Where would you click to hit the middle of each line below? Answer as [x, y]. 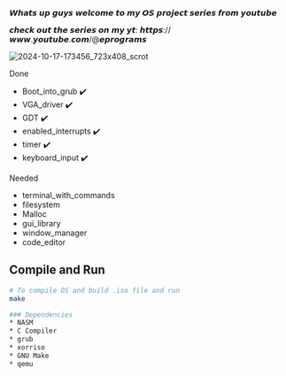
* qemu [21, 364]
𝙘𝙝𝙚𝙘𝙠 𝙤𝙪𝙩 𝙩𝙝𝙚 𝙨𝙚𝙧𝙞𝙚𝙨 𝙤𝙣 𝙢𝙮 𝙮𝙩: [73, 30]
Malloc [34, 214]
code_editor [44, 242]
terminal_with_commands [68, 195]
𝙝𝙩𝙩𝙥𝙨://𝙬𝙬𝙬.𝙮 [155, 30]
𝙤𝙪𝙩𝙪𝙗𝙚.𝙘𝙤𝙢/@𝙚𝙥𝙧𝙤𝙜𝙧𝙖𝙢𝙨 [78, 39]
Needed [24, 178]
